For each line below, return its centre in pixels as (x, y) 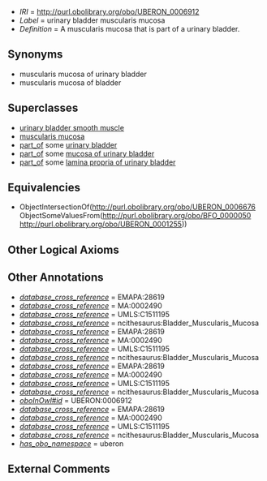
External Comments (59, 469)
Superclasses (43, 108)
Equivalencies (44, 188)
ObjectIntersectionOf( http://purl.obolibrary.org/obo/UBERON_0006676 (138, 207)
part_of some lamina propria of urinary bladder (97, 162)
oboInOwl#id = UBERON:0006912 (76, 400)
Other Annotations (56, 278)
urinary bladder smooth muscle (72, 127)
